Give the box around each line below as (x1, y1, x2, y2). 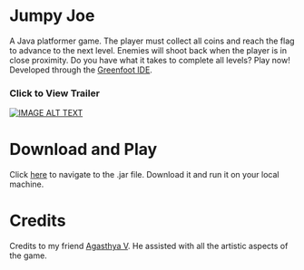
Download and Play (9, 140, 158, 159)
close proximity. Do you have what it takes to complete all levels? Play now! (9, 54, 290, 65)
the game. (9, 250, 47, 261)
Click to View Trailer (9, 87, 100, 100)
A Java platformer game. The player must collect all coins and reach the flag (9, 35, 295, 46)
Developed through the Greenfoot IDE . (9, 64, 152, 75)
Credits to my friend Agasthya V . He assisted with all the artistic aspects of (9, 241, 289, 252)
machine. (9, 178, 44, 190)
